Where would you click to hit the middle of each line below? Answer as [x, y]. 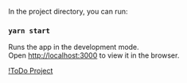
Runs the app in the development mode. [74, 47]
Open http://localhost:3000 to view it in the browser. [94, 55]
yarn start [29, 30]
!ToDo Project [31, 71]
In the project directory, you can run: [68, 11]
